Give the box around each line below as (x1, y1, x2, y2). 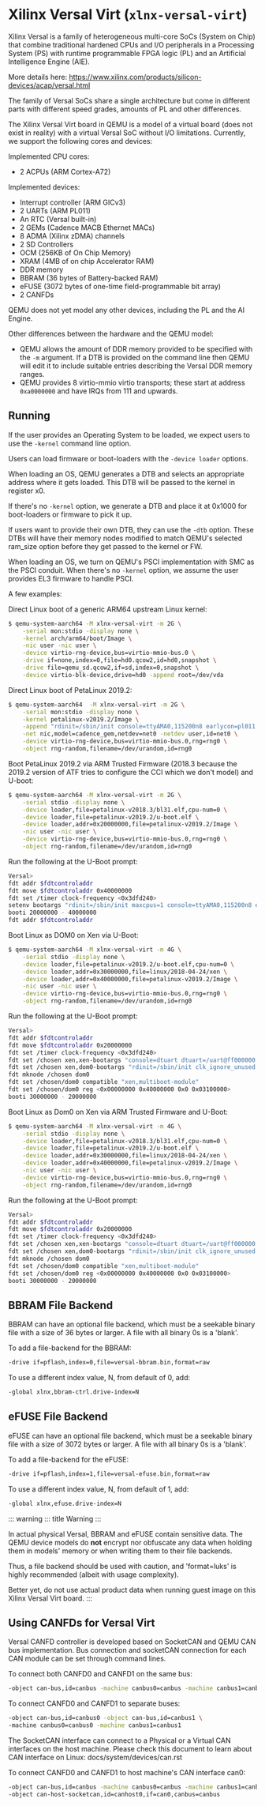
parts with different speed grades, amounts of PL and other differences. (8, 104, 242, 114)
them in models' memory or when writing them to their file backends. (8, 1546, 233, 1556)
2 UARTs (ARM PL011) (19, 205, 91, 215)
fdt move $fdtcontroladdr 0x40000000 (8, 886, 132, 894)
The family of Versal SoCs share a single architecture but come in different (8, 96, 251, 105)
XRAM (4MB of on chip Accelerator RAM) (19, 256, 155, 265)
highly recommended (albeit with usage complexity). (8, 1570, 179, 1579)
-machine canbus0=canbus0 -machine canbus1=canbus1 (8, 1721, 181, 1729)
